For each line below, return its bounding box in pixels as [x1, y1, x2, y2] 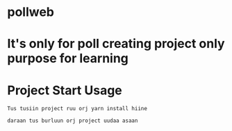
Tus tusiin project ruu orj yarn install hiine [7, 105, 148, 112]
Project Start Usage [7, 82, 123, 98]
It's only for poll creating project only [7, 36, 225, 52]
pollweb [7, 4, 54, 20]
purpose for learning [7, 51, 129, 67]
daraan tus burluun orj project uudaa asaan [7, 117, 138, 125]
